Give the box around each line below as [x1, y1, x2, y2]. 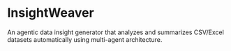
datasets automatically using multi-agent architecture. [7, 35, 163, 43]
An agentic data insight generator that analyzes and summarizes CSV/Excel [7, 28, 225, 36]
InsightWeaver [7, 5, 94, 21]
